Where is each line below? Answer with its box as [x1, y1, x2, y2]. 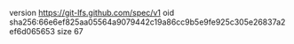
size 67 [56, 26, 83, 36]
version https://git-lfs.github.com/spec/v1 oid [9, 8, 175, 18]
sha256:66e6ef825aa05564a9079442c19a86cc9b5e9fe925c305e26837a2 [9, 17, 286, 27]
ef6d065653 [9, 26, 56, 36]
